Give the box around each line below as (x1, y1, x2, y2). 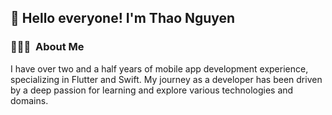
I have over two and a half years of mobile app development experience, (10, 62, 309, 75)
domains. (10, 94, 49, 106)
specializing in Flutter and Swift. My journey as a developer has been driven (10, 73, 323, 85)
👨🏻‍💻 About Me (10, 40, 85, 54)
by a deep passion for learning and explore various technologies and (10, 84, 294, 96)
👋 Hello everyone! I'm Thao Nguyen (10, 10, 236, 27)
